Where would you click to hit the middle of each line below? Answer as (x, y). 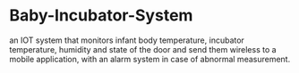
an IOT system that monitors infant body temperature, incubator (127, 40)
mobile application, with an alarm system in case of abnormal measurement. (150, 59)
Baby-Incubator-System (101, 16)
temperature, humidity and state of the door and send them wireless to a (143, 49)
